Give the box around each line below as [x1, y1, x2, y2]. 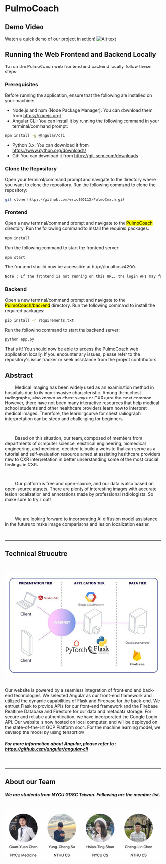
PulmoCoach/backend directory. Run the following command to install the [5, 302, 155, 308]
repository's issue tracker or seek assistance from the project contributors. [5, 357, 158, 363]
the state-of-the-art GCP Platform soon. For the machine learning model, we [5, 724, 161, 730]
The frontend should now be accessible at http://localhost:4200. [5, 264, 136, 270]
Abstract [5, 371, 33, 380]
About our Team [5, 778, 56, 786]
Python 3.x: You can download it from [12, 142, 89, 148]
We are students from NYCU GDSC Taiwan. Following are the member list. [5, 792, 161, 798]
